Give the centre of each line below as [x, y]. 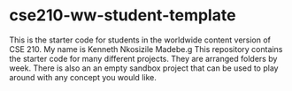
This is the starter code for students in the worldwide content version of [140, 40]
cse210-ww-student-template [123, 15]
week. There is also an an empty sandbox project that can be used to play [144, 68]
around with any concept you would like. [83, 77]
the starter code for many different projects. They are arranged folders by [143, 58]
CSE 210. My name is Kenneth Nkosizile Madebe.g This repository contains [146, 49]
